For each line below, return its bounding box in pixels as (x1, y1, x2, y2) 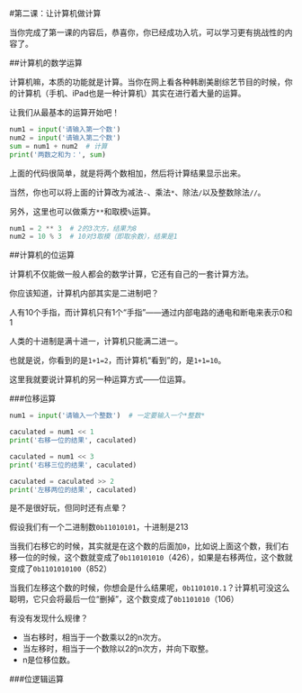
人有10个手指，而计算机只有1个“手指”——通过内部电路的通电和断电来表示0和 (9, 307, 293, 318)
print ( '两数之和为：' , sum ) (9, 150, 106, 160)
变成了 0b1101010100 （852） (9, 563, 112, 574)
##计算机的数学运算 (9, 58, 83, 68)
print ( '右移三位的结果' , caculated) (9, 460, 138, 470)
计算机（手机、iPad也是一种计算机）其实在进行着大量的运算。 (16, 88, 246, 98)
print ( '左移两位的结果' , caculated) (9, 485, 138, 494)
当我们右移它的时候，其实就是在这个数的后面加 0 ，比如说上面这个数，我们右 (9, 541, 289, 552)
